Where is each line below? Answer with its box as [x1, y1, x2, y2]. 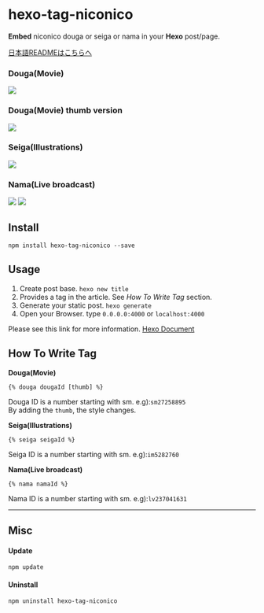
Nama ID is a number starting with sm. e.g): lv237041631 [8, 493, 187, 503]
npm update [8, 563, 44, 571]
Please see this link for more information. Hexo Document [8, 324, 195, 334]
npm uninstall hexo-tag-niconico [8, 597, 118, 605]
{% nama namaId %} [8, 480, 68, 488]
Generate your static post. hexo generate [19, 301, 152, 310]
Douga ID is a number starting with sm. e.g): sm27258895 [8, 397, 186, 406]
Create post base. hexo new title [19, 283, 129, 293]
